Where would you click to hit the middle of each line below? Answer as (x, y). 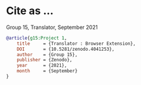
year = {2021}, (42, 66)
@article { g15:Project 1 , (37, 38)
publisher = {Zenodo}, (45, 60)
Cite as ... (30, 11)
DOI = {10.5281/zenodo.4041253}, (66, 49)
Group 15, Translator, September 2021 (52, 27)
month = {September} (47, 71)
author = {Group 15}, (47, 54)
